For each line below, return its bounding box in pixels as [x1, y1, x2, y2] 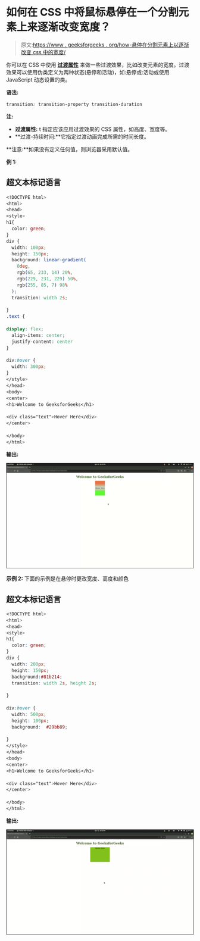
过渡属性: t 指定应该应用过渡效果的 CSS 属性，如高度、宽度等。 [14, 126, 171, 133]
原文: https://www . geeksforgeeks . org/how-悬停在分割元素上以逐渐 [20, 41, 189, 48]
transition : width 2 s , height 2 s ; [11, 680, 97, 686]
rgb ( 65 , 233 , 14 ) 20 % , [17, 270, 73, 276]
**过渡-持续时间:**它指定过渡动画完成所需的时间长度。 [14, 133, 150, 140]
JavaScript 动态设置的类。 [6, 76, 71, 83]
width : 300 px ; [11, 364, 46, 370]
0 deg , [17, 263, 31, 270]
